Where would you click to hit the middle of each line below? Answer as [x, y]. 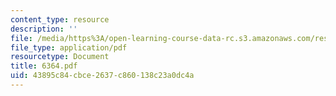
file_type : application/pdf [69, 47]
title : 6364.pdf [44, 66]
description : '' [44, 29]
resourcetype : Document [60, 57]
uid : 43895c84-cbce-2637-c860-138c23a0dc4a [102, 76]
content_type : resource [60, 19]
